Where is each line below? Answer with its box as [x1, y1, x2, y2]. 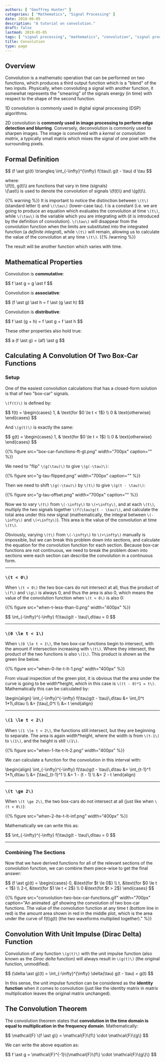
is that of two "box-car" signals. [5, 390, 70, 396]
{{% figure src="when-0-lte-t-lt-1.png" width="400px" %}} [5, 666, 125, 672]
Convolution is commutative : [5, 271, 64, 277]
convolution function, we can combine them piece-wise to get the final [5, 865, 148, 871]
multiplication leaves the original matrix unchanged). [5, 990, 111, 997]
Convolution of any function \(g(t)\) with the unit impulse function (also [5, 951, 152, 956]
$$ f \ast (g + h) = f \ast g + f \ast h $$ [5, 319, 83, 325]
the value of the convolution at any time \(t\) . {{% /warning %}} [5, 234, 136, 240]
